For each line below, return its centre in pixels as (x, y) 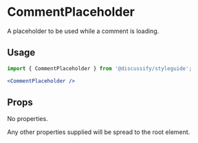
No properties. (27, 119)
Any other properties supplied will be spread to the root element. (99, 132)
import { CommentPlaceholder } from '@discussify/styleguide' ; (100, 68)
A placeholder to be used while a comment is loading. (83, 31)
